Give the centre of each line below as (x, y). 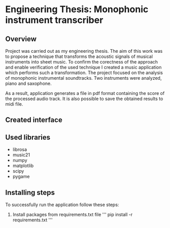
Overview (21, 39)
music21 (21, 155)
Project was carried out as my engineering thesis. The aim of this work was (84, 51)
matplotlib (23, 166)
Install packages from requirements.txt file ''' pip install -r (73, 215)
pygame (21, 177)
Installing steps (30, 192)
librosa (20, 150)
